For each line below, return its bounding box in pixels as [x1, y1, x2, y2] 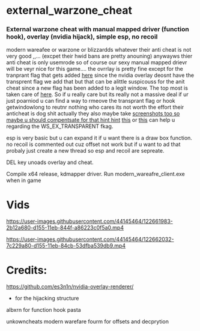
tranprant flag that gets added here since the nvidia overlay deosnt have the [6, 71, 194, 79]
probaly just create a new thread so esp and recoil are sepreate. [6, 147, 165, 154]
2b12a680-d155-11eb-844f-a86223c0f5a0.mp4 [6, 224, 124, 231]
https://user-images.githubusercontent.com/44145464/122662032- [6, 235, 174, 243]
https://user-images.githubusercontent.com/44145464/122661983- [6, 217, 173, 225]
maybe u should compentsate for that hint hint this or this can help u [6, 117, 175, 124]
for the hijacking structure [14, 295, 79, 302]
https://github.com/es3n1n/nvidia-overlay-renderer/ [6, 283, 134, 290]
